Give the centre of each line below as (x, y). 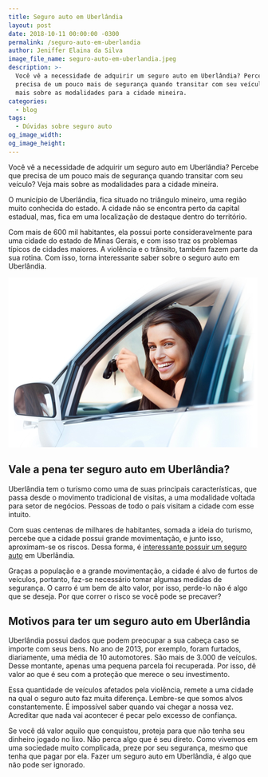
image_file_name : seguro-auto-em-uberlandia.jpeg (93, 59)
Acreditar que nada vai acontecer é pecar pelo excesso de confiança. (123, 715)
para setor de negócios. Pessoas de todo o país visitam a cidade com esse (131, 506)
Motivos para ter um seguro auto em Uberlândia (130, 621)
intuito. (20, 514)
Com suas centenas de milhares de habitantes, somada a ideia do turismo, (131, 530)
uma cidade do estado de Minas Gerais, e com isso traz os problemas (123, 241)
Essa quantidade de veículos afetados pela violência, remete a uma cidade (131, 690)
